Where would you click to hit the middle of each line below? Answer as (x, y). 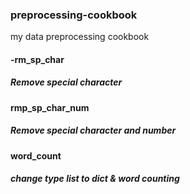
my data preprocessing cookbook (80, 37)
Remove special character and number (93, 130)
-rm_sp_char (37, 59)
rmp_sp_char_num (50, 107)
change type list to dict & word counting (95, 179)
